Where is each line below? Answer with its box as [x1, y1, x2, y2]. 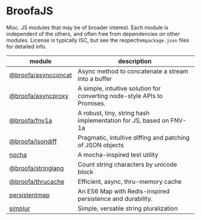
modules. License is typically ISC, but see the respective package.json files [6, 36, 190, 44]
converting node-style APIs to [77, 91, 163, 100]
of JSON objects [77, 141, 124, 149]
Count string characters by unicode [77, 160, 178, 168]
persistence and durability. [77, 194, 153, 203]
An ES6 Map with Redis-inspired [77, 187, 170, 195]
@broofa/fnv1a [9, 116, 53, 125]
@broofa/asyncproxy [9, 91, 69, 100]
